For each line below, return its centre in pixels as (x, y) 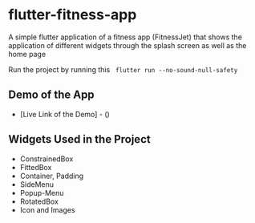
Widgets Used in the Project (79, 139)
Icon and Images (47, 209)
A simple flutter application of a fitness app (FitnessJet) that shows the (125, 37)
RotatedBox (39, 201)
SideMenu (37, 184)
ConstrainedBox (47, 159)
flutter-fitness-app (73, 15)
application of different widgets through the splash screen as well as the (127, 45)
